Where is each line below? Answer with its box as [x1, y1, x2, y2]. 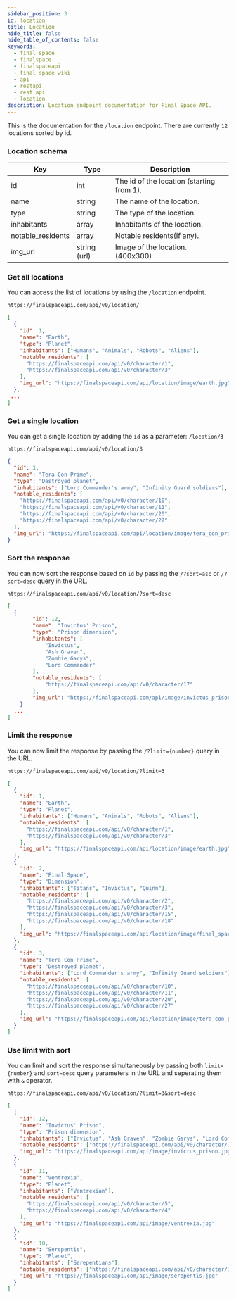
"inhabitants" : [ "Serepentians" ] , [20, 1260, 121, 1267]
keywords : [7, 43, 37, 50]
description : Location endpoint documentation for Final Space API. [7, 102, 212, 109]
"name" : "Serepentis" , [20, 1246, 86, 1253]
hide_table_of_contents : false [7, 37, 99, 44]
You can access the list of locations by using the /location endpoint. [7, 288, 206, 296]
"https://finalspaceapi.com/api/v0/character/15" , [25, 911, 178, 918]
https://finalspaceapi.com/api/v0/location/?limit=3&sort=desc [7, 1090, 197, 1097]
